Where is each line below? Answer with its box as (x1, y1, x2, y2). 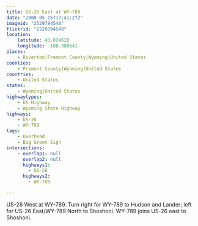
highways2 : (22, 173, 51, 180)
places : (6, 49, 26, 55)
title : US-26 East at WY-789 (6, 9, 81, 15)
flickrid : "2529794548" (6, 26, 67, 32)
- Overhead (17, 133, 45, 140)
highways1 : (22, 162, 51, 168)
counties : (6, 60, 32, 66)
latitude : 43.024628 (17, 37, 70, 43)
